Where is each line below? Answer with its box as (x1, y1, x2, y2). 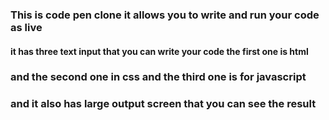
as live (10, 20, 43, 34)
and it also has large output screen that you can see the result (10, 97, 317, 111)
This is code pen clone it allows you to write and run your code (10, 8, 320, 22)
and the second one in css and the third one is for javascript (10, 70, 307, 84)
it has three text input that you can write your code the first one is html (10, 45, 309, 57)
